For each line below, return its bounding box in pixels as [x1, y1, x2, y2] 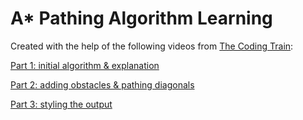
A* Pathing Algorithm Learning [10, 7, 273, 30]
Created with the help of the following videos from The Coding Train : [10, 40, 294, 52]
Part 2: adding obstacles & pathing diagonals [10, 78, 195, 91]
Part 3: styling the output [10, 98, 113, 110]
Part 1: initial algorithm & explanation [10, 59, 160, 71]
